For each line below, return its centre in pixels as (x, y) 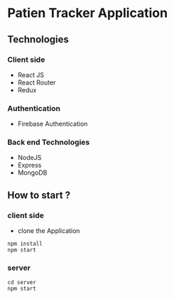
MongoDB (32, 173)
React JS (31, 75)
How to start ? (39, 195)
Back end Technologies (49, 142)
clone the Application (49, 231)
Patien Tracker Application (88, 13)
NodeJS (29, 158)
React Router (37, 82)
